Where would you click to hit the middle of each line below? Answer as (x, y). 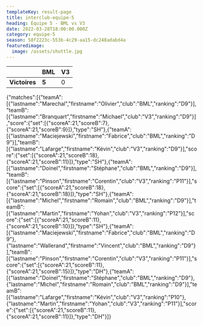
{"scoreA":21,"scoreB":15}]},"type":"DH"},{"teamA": (70, 271)
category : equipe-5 (31, 35)
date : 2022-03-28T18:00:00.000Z (47, 29)
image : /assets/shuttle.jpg (47, 52)
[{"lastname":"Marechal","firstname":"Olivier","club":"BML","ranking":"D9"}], (101, 103)
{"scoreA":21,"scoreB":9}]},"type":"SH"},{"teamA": (69, 129)
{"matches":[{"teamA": (35, 97)
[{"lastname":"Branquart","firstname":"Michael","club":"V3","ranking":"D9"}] (101, 117)
